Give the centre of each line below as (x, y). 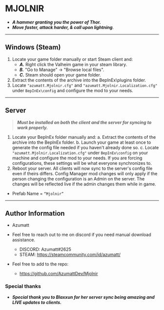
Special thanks (23, 286)
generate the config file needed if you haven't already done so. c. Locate (85, 147)
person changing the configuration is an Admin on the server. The (78, 179)
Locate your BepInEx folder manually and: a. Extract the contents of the (84, 137)
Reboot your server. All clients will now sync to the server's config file (82, 168)
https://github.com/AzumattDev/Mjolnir (59, 274)
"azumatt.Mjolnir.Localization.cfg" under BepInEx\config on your (80, 153)
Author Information (35, 213)
